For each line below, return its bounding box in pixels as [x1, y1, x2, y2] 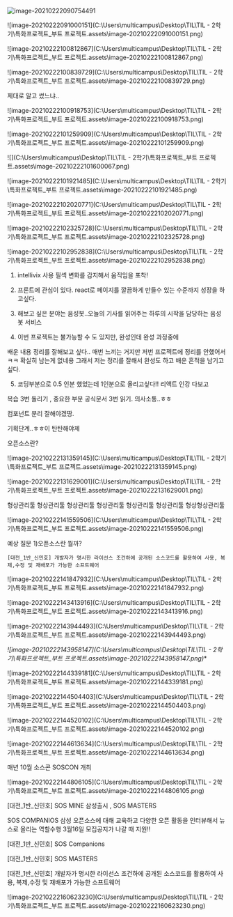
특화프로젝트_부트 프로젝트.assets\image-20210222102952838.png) [15, 256, 206, 264]
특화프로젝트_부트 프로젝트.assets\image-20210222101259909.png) [15, 139, 204, 146]
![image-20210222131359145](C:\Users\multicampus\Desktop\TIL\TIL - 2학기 [7, 454, 227, 462]
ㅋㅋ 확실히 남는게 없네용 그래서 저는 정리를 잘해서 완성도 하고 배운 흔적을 [7, 356, 206, 364]
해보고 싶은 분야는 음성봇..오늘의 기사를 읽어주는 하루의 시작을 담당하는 [17, 309, 209, 317]
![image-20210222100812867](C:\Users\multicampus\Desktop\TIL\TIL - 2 [7, 45, 217, 52]
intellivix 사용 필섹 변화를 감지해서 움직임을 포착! [17, 271, 148, 279]
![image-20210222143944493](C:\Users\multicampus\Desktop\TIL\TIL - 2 [7, 622, 219, 630]
